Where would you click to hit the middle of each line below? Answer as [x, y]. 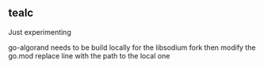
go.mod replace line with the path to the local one [89, 55]
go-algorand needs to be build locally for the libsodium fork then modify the [132, 47]
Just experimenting [40, 32]
